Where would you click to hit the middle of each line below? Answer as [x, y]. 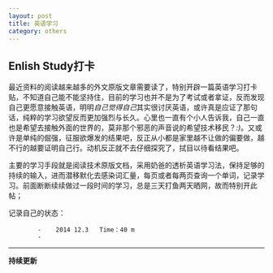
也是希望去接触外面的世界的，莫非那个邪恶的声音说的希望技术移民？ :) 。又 [132, 128]
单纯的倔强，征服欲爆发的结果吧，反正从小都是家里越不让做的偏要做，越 [143, 138]
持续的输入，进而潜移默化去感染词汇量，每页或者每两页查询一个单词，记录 [133, 175]
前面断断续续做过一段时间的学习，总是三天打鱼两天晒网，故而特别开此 [140, 186]
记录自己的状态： [37, 213]
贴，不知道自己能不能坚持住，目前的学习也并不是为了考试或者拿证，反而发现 [136, 97]
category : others [38, 31]
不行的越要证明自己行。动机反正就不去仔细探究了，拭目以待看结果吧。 [126, 148]
